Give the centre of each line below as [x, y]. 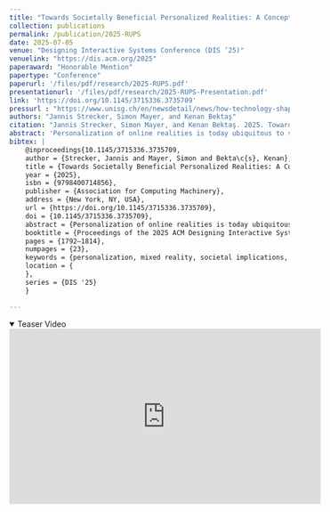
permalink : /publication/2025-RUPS [75, 34]
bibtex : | [28, 142]
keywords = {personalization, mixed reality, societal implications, [157, 258]
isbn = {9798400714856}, [71, 183]
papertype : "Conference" [55, 76]
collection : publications [57, 26]
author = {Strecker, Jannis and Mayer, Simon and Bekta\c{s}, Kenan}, [159, 158]
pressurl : [29, 109]
